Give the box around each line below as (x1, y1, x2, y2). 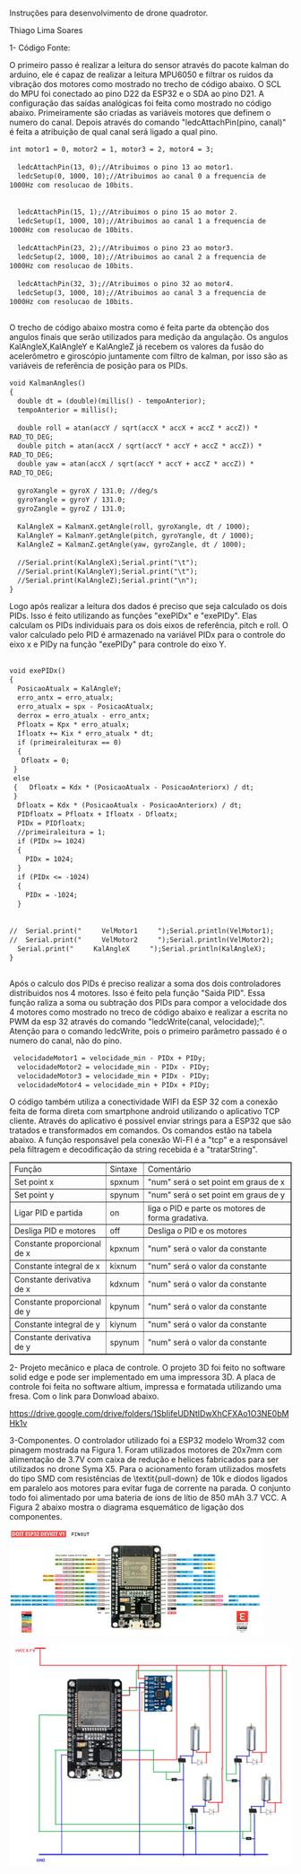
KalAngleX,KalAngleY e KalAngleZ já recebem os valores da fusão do (9, 341, 264, 352)
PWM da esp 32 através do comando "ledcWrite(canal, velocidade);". (9, 1016, 265, 1026)
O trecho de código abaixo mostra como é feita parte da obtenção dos (9, 322, 270, 333)
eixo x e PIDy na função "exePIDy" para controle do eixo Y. (9, 639, 227, 649)
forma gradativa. (147, 1212, 209, 1223)
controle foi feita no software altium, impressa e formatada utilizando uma (9, 1381, 282, 1391)
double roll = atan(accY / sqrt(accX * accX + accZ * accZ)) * (17, 423, 258, 432)
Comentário (147, 1164, 192, 1174)
